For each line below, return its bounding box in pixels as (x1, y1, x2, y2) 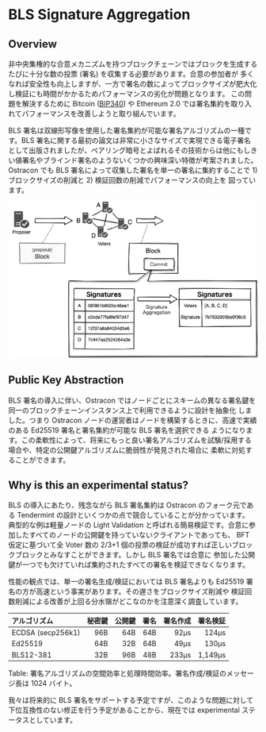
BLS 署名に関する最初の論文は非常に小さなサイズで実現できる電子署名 (21, 136, 251, 144)
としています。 (28, 715, 78, 725)
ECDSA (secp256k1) (11, 628, 81, 638)
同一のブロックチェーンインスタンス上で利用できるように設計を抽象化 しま (8, 405, 253, 414)
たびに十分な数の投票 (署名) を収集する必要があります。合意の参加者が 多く (8, 69, 255, 79)
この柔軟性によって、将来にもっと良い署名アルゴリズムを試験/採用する (21, 435, 252, 445)
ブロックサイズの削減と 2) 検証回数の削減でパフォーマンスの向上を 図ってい (8, 175, 256, 184)
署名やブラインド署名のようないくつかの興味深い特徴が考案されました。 (21, 156, 258, 164)
